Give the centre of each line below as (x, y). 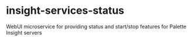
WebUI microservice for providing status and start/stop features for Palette (96, 26)
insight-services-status (65, 11)
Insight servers (24, 32)
